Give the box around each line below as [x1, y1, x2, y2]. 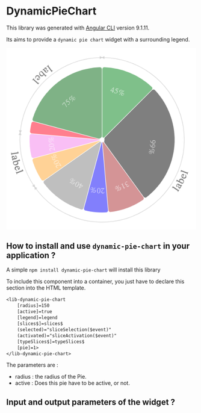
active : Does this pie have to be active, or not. [14, 379, 131, 387]
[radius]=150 [17, 303, 50, 309]
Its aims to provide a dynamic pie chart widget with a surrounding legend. [6, 36, 190, 43]
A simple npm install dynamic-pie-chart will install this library [6, 266, 161, 273]
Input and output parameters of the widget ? [6, 397, 176, 407]
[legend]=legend [17, 315, 58, 321]
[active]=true [17, 309, 52, 315]
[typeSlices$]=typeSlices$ [17, 339, 85, 345]
